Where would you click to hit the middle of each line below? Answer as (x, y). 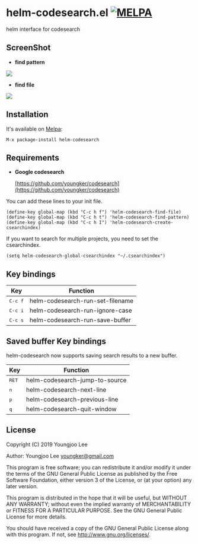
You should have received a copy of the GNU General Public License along (97, 528)
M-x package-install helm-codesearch (53, 139)
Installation (27, 115)
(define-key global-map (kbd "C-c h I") (57, 222)
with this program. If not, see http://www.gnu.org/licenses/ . (79, 535)
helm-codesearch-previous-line (72, 399)
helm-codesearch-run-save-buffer (80, 320)
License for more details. (36, 517)
